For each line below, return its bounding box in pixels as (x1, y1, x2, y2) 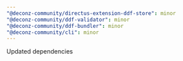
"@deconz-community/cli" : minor (6, 28, 99, 36)
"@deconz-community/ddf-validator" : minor (6, 16, 130, 23)
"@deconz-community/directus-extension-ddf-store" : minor (6, 9, 176, 17)
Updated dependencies (6, 47, 74, 56)
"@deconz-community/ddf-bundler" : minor (6, 22, 125, 29)
